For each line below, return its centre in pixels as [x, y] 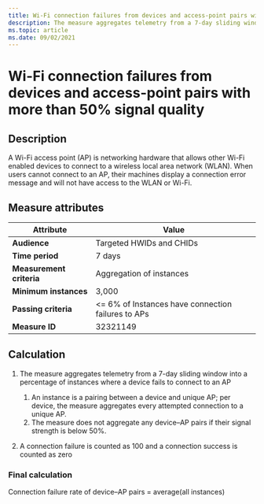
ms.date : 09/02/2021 [42, 37]
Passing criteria [42, 309]
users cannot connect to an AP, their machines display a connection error [127, 175]
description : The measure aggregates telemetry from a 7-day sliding [125, 23]
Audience [31, 243]
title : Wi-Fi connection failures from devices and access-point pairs [128, 15]
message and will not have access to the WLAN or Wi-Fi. [100, 183]
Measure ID [34, 327]
